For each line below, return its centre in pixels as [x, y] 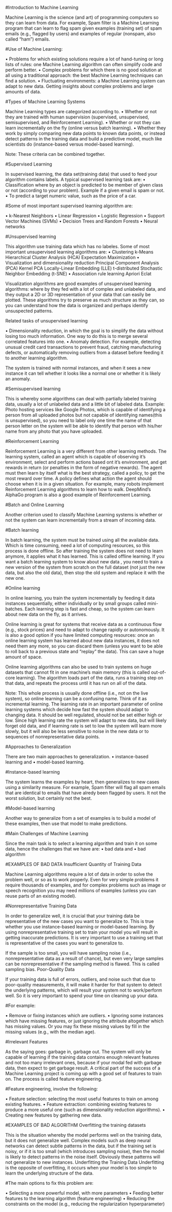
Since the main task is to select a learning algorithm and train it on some [81, 843]
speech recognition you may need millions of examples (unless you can [81, 891]
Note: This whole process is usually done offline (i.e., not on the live [77, 693]
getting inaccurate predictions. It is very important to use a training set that [84, 937]
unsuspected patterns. [29, 311]
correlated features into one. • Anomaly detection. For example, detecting [83, 341]
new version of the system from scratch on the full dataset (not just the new [85, 567]
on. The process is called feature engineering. [54, 1079]
